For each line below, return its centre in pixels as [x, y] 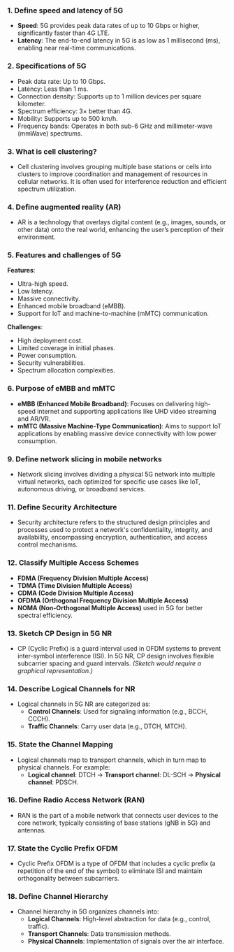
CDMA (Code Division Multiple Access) [75, 593]
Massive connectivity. [49, 298]
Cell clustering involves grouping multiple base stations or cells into [114, 166]
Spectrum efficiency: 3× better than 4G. [75, 111]
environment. [36, 237]
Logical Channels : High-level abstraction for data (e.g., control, [119, 919]
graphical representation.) [55, 670]
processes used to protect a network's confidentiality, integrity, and [115, 530]
